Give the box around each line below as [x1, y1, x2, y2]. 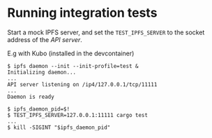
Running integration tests [7, 5, 158, 21]
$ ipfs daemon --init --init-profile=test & [7, 62, 139, 69]
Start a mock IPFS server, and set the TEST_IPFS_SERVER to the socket [7, 28, 205, 36]
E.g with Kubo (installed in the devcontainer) [7, 49, 135, 57]
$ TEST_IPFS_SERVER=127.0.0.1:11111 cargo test [7, 111, 149, 118]
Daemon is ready [7, 93, 54, 100]
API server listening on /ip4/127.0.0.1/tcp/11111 [7, 81, 158, 88]
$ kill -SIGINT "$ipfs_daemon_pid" [7, 124, 111, 131]
